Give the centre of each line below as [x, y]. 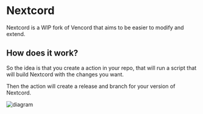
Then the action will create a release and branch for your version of [91, 86]
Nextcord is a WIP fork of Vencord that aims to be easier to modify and [95, 27]
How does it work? [42, 53]
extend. [16, 34]
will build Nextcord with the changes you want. [65, 74]
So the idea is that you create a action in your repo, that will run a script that [101, 68]
